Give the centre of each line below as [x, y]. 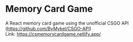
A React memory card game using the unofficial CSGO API [67, 23]
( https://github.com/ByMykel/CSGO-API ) [48, 28]
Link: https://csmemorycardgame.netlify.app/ [53, 34]
